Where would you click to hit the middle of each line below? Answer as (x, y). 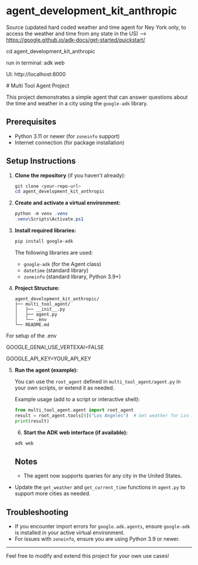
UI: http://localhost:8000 (36, 74)
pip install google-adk (44, 241)
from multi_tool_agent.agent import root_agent (74, 410)
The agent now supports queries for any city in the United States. (103, 476)
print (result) (32, 421)
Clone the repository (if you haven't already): (70, 175)
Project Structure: (37, 288)
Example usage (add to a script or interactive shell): (77, 399)
